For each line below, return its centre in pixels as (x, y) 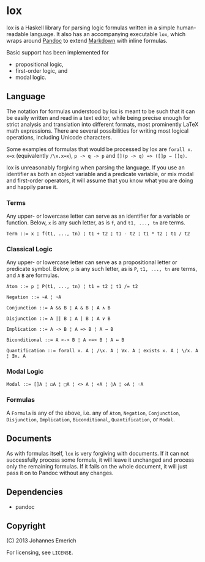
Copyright (26, 526)
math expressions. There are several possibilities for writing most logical (97, 131)
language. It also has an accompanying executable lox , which (107, 34)
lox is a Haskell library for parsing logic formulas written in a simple (91, 28)
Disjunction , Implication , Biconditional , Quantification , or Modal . (91, 419)
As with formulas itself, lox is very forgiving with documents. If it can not (98, 453)
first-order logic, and (41, 70)
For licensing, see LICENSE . (40, 553)
